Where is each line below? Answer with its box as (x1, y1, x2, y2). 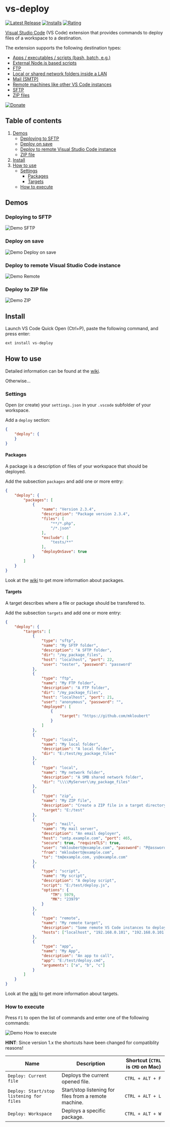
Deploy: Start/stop (8, 1088, 55, 1094)
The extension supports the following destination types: (5, 44, 121, 51)
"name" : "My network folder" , (41, 770, 105, 775)
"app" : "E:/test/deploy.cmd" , (41, 958, 105, 963)
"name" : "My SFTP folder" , (41, 643, 99, 648)
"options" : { (41, 887, 69, 892)
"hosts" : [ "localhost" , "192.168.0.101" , (41, 930, 130, 935)
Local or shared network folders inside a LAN (12, 70, 107, 76)
